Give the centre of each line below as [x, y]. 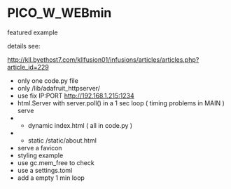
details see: [24, 46]
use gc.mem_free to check [56, 162]
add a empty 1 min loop [51, 178]
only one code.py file [48, 80]
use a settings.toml [45, 170]
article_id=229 [28, 67]
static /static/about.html [62, 140]
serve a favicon [40, 148]
